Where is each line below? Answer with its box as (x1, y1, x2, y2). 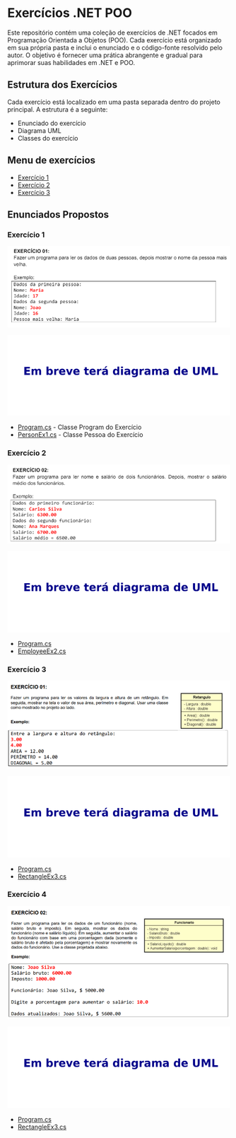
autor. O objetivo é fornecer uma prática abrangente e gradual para (7, 51, 203, 59)
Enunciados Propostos (7, 209, 110, 221)
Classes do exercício (17, 134, 78, 142)
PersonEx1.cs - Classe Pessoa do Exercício (17, 430, 143, 439)
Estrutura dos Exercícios (7, 79, 118, 91)
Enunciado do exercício (17, 119, 86, 127)
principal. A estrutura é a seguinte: (7, 105, 108, 114)
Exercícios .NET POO (7, 5, 133, 21)
